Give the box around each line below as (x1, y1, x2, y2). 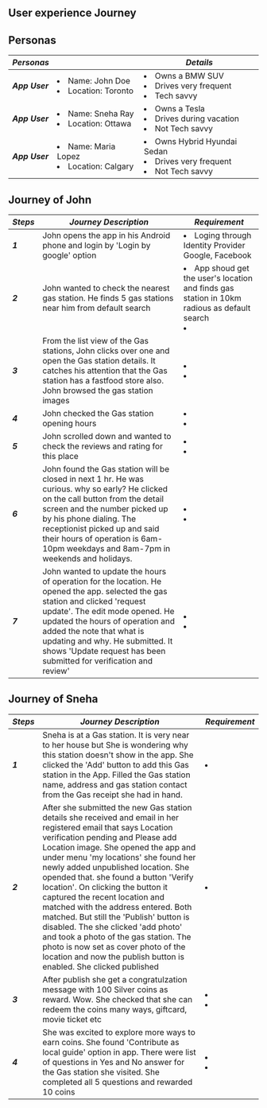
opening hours (42, 418, 97, 429)
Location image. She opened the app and (42, 842, 196, 853)
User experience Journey (8, 6, 137, 20)
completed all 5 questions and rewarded (42, 1076, 193, 1087)
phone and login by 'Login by (42, 240, 151, 251)
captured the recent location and (42, 891, 164, 902)
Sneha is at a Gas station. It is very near (42, 729, 190, 741)
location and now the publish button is (42, 951, 185, 962)
